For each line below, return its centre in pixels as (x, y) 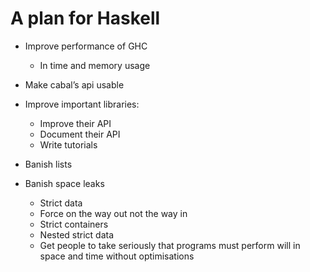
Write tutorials (68, 144)
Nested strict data (77, 234)
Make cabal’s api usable (74, 84)
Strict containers (74, 224)
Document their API (80, 134)
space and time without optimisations (117, 256)
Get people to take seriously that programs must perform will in (170, 245)
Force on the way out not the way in (113, 213)
